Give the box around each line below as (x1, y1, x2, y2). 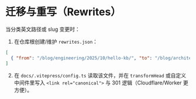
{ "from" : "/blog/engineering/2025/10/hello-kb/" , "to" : (11, 55, 153, 61)
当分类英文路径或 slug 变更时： (5, 26, 80, 33)
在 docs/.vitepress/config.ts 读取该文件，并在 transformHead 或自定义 (13, 72, 187, 79)
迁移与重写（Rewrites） (5, 5, 121, 19)
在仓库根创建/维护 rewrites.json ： (13, 38, 98, 45)
